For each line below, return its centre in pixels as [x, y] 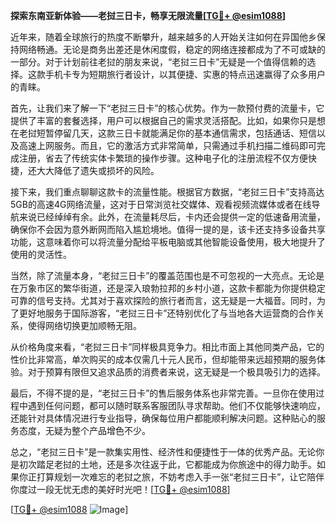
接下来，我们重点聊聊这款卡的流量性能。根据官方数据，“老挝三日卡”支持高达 [167, 192]
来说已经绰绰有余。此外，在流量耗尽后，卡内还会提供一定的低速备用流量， [172, 217]
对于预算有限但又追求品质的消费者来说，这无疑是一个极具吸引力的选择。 [176, 372]
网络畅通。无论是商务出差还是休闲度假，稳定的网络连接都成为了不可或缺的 [172, 49]
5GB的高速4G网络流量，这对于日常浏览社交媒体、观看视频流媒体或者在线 [161, 204]
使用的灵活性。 [41, 254]
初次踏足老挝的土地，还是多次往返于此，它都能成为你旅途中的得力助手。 [167, 464]
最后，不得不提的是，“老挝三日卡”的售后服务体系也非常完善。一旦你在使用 [163, 393]
